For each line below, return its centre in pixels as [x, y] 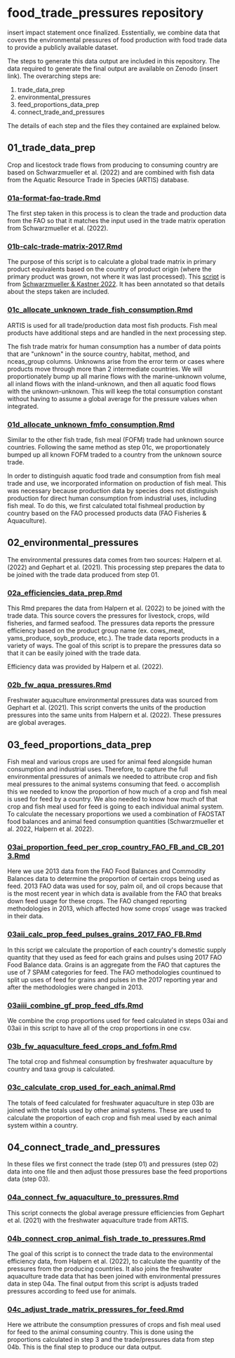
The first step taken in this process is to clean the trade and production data [117, 213]
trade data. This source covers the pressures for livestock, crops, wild [108, 616]
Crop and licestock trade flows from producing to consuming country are [113, 165]
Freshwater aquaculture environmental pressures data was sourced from [113, 700]
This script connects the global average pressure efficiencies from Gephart [116, 1212]
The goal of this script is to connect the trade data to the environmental [110, 1254]
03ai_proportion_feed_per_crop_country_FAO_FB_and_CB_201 [116, 847]
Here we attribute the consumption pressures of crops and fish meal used [114, 1325]
